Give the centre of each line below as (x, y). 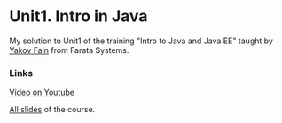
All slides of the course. (52, 110)
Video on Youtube (42, 92)
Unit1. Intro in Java (78, 16)
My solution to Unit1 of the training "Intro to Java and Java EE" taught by (141, 41)
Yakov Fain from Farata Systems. (69, 50)
